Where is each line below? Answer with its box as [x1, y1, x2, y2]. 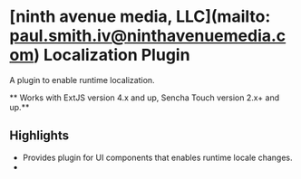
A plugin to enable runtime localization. [9, 74, 156, 85]
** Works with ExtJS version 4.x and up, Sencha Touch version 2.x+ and [9, 92, 280, 103]
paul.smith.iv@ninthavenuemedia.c [9, 25, 286, 46]
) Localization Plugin [33, 45, 190, 65]
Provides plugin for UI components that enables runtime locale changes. [22, 152, 293, 163]
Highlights [9, 128, 70, 144]
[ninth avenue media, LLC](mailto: [9, 6, 271, 27]
